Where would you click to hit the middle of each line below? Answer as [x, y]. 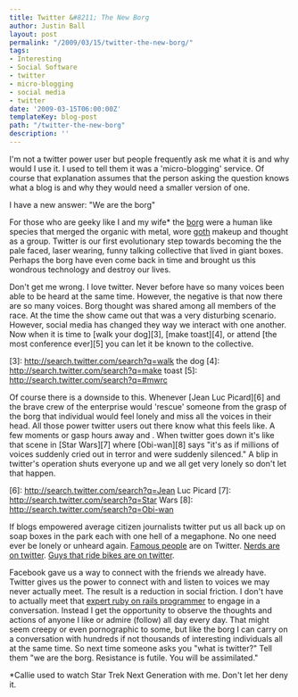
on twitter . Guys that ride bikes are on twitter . [92, 555]
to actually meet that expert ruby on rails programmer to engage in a [135, 601]
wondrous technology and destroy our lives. [90, 270]
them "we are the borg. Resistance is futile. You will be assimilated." [134, 658]
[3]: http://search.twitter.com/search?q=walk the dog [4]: [115, 361]
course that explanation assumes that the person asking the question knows [149, 178]
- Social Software [43, 68]
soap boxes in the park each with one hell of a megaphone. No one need [143, 535]
